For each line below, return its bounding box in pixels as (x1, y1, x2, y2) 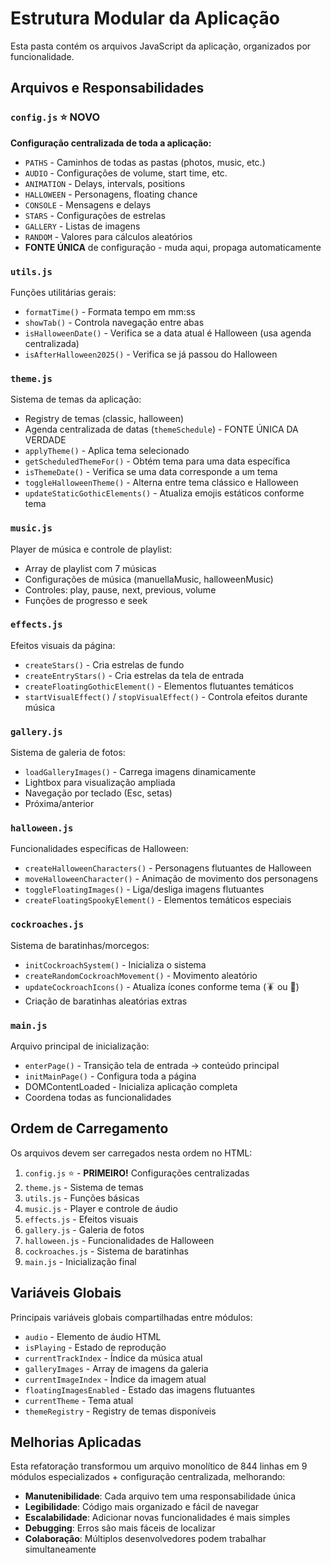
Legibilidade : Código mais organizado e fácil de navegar (24, 1501, 260, 1513)
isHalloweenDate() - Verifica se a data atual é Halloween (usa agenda (24, 327, 312, 339)
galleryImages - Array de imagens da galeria (24, 1362, 209, 1374)
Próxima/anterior (24, 798, 95, 810)
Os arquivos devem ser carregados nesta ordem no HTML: (10, 1147, 253, 1159)
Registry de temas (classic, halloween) (24, 413, 185, 425)
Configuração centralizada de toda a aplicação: (10, 137, 212, 149)
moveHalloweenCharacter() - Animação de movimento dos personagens (24, 873, 319, 885)
